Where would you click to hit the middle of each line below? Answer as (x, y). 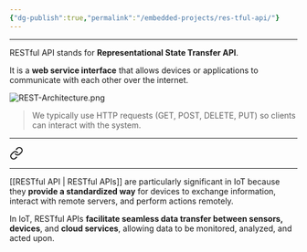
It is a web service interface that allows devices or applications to (134, 70)
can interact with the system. (86, 125)
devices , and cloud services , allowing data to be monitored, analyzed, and (151, 228)
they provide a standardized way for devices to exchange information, (143, 191)
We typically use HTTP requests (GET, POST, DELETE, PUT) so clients (164, 115)
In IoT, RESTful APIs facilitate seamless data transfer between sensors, (146, 218)
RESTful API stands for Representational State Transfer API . (124, 52)
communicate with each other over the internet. (99, 79)
